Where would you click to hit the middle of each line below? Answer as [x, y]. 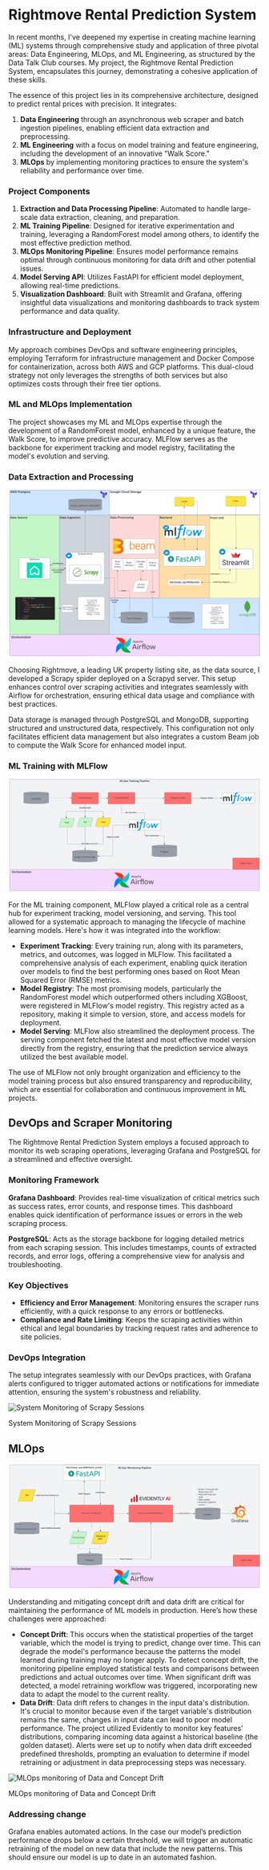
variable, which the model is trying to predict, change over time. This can [140, 1643]
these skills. [28, 79]
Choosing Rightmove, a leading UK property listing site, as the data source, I [134, 670]
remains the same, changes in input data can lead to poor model [126, 1719]
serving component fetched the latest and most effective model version [138, 1039]
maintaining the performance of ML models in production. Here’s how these [133, 1610]
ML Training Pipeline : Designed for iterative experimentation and [127, 226]
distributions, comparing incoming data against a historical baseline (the [139, 1737]
